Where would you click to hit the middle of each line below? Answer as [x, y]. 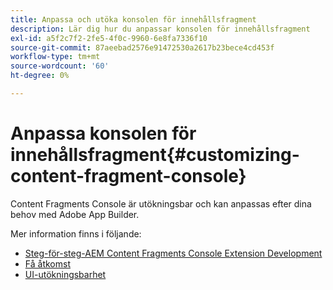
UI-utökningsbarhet [65, 274]
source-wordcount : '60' [60, 66]
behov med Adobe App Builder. [75, 214]
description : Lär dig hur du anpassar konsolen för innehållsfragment [160, 29]
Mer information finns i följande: [76, 233]
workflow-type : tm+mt [55, 57]
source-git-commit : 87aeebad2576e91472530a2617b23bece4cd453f [142, 47]
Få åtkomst [47, 263]
